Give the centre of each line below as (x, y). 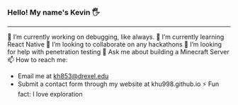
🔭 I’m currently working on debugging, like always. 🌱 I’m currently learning (116, 37)
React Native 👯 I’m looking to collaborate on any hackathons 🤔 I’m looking (114, 44)
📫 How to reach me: (38, 60)
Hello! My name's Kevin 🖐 (54, 12)
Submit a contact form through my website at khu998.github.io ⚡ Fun (118, 84)
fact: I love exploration (50, 94)
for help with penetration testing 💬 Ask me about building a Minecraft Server (119, 52)
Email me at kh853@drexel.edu (63, 76)
